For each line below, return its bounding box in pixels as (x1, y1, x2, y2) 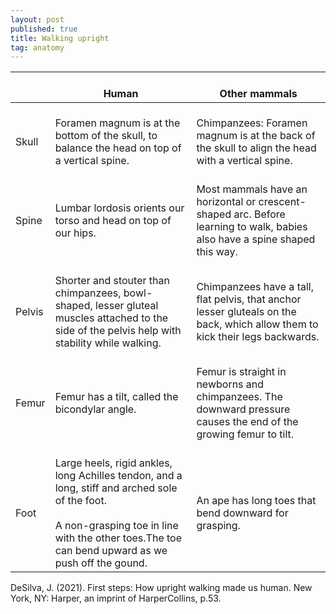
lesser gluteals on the (196, 305, 297, 319)
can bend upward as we (54, 544, 168, 558)
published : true (10, 24, 78, 34)
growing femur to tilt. (196, 427, 295, 441)
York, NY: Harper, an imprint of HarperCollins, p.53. (10, 592, 222, 605)
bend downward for (196, 506, 289, 520)
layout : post (10, 14, 65, 25)
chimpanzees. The (196, 390, 283, 404)
